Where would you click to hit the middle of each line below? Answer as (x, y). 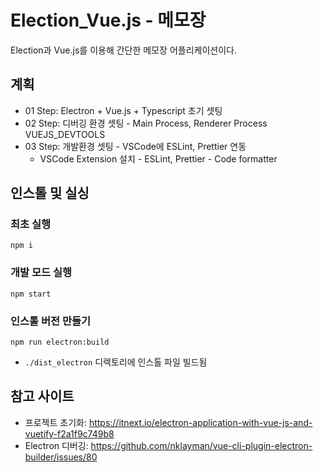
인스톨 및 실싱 (50, 193)
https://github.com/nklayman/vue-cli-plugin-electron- (201, 445)
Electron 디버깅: (56, 445)
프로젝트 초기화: (55, 422)
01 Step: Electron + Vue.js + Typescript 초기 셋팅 (123, 110)
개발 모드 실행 (41, 273)
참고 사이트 (42, 396)
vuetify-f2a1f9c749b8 (69, 433)
